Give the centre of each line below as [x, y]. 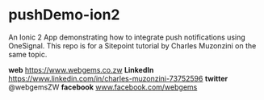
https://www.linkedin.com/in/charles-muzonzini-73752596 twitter [118, 78]
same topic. [28, 54]
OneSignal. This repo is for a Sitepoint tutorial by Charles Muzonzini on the [132, 45]
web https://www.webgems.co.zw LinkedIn [81, 69]
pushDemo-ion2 [64, 15]
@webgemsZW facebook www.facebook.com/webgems [103, 87]
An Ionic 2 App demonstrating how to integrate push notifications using [127, 37]
